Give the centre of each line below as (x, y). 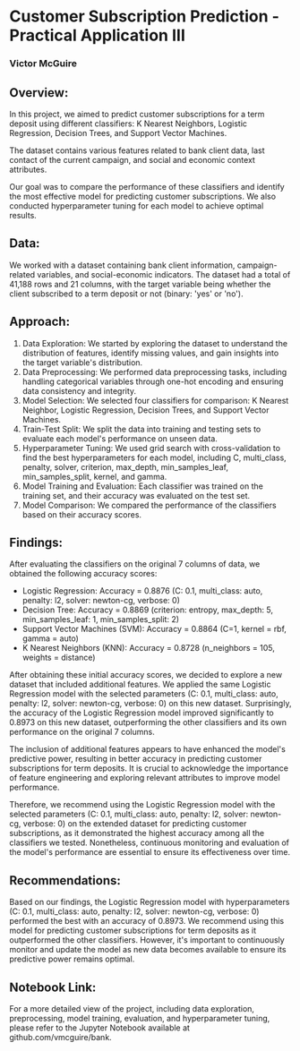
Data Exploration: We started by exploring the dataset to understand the (155, 343)
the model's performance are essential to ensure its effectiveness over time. (150, 852)
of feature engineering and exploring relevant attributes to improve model (145, 778)
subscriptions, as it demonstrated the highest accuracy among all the (137, 833)
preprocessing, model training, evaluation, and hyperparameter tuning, (140, 1018)
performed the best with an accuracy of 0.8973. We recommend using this (147, 921)
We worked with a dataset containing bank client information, (122, 265)
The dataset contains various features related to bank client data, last (137, 150)
